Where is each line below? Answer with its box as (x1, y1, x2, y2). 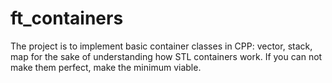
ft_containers (10, 7, 124, 30)
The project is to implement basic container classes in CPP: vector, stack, (10, 40, 313, 52)
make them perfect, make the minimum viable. (10, 61, 202, 73)
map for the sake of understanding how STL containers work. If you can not (10, 50, 323, 62)
